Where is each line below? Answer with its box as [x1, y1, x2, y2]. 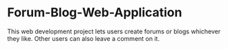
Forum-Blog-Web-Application [7, 5, 182, 20]
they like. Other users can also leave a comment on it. [7, 34, 160, 42]
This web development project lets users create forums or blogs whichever [7, 27, 221, 35]
